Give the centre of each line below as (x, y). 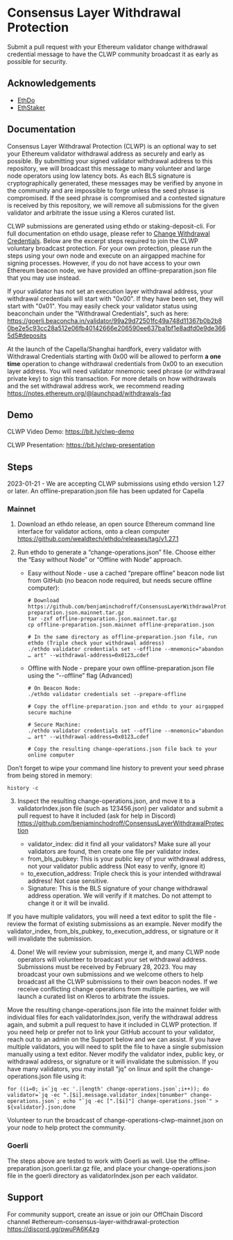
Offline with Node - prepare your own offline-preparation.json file (121, 668)
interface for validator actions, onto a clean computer (93, 531)
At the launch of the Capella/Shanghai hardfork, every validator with (104, 349)
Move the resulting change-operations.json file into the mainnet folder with (114, 1010)
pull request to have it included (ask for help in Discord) (96, 816)
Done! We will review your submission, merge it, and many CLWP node (119, 952)
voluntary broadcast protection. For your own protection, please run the (110, 248)
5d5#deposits (27, 336)
